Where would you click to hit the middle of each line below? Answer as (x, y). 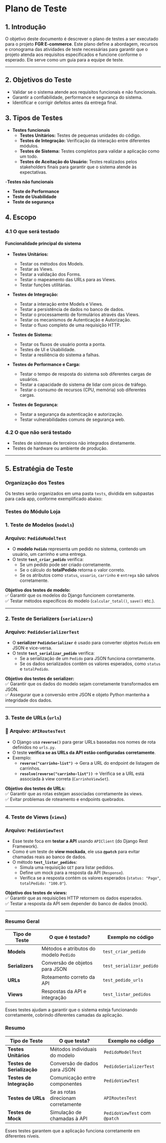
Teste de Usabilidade (34, 197)
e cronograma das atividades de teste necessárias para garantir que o (77, 49)
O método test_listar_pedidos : (45, 862)
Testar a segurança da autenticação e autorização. (71, 415)
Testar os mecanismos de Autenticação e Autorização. (75, 320)
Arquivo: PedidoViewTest (35, 830)
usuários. (29, 379)
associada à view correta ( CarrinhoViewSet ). (64, 779)
